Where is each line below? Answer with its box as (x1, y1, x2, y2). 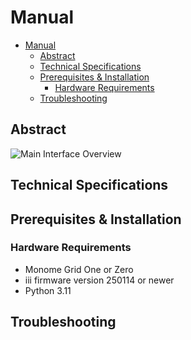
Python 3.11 (24, 284, 72, 296)
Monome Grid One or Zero (24, 263, 134, 275)
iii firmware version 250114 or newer (24, 274, 175, 286)
